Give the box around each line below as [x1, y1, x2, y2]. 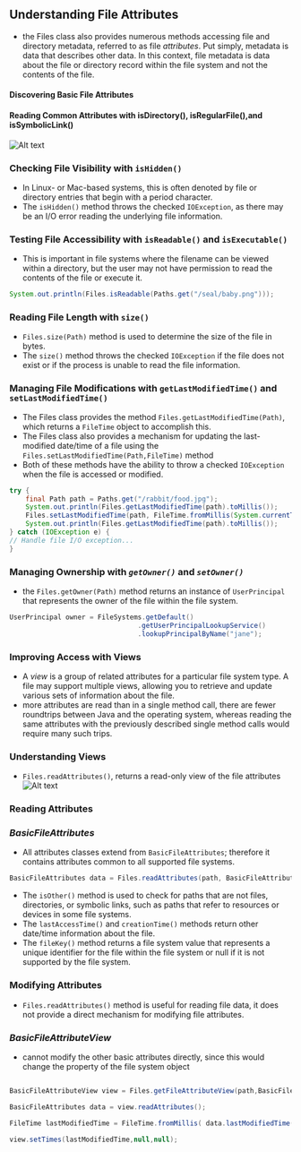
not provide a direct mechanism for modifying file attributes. [21, 1009, 245, 1019]
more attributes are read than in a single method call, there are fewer [21, 699, 276, 710]
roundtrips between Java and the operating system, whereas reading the [21, 709, 292, 719]
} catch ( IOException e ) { [9, 528, 110, 537]
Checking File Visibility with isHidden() [9, 161, 183, 174]
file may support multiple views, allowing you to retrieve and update [21, 680, 273, 691]
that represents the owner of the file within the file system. [21, 595, 239, 606]
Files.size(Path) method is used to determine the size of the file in [21, 331, 272, 342]
